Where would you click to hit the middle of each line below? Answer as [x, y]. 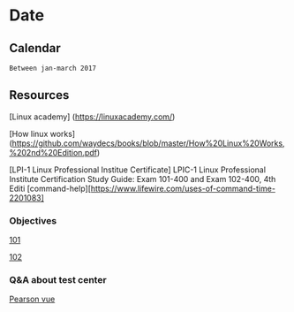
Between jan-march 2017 [53, 68]
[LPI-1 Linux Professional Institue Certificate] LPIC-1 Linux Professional [138, 170]
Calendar [35, 48]
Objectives [33, 220]
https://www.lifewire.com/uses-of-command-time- [183, 188]
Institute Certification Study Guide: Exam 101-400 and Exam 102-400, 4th [143, 179]
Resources [39, 95]
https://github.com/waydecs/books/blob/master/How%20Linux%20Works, [148, 143]
